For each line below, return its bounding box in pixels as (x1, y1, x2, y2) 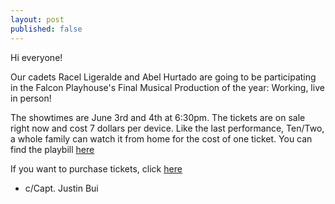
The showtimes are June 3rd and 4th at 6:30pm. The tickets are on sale (10, 111, 306, 123)
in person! (10, 92, 52, 104)
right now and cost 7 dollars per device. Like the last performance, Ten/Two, (10, 122, 325, 134)
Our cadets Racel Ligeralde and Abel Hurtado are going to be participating (10, 71, 317, 83)
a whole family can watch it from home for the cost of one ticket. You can (10, 132, 313, 145)
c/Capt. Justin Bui (24, 182, 99, 194)
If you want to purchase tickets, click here (10, 162, 183, 175)
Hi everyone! (10, 51, 63, 63)
